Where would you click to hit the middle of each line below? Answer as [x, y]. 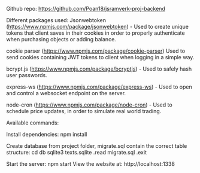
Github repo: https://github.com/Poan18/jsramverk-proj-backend [86, 9]
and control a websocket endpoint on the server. [66, 93]
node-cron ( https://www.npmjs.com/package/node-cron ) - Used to [89, 105]
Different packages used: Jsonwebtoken [56, 20]
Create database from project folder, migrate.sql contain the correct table [97, 146]
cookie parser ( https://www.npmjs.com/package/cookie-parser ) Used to [96, 51]
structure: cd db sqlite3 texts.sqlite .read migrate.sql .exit [76, 152]
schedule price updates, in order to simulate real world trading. [84, 111]
